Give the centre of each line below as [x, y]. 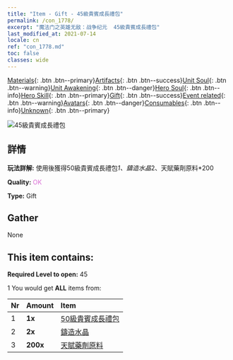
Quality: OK [25, 182]
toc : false [23, 54]
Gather [23, 218]
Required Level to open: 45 [48, 274]
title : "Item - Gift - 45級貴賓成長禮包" [65, 14]
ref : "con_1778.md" [36, 47]
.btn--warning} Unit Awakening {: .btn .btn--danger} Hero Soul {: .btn [104, 88]
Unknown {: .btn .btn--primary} [65, 110]
